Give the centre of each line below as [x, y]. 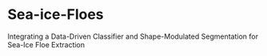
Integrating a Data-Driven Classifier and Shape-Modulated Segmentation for [133, 36]
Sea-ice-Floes [56, 15]
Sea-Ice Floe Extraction [46, 44]
